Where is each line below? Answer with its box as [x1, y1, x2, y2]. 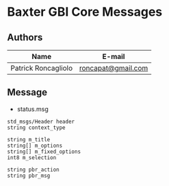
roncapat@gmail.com [79, 63, 148, 73]
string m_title [7, 136, 51, 143]
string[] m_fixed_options [7, 148, 81, 155]
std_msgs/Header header [7, 118, 75, 125]
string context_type [7, 124, 66, 131]
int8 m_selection [7, 154, 57, 161]
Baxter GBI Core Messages [7, 4, 163, 20]
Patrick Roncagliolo [10, 63, 73, 73]
